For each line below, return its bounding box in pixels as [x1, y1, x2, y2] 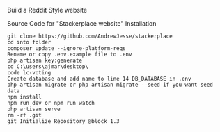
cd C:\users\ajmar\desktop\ [7, 63, 89, 70]
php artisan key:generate [7, 57, 82, 64]
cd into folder [7, 39, 52, 46]
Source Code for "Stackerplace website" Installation [7, 19, 157, 27]
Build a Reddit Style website [7, 6, 88, 14]
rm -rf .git [7, 112, 42, 119]
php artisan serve [7, 106, 61, 113]
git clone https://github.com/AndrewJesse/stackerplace [7, 33, 173, 40]
